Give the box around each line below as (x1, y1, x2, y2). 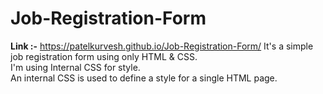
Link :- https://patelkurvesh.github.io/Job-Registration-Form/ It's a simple (10, 40, 314, 52)
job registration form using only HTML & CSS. (10, 50, 198, 62)
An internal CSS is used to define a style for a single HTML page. (10, 72, 278, 84)
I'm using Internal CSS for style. (10, 61, 141, 73)
